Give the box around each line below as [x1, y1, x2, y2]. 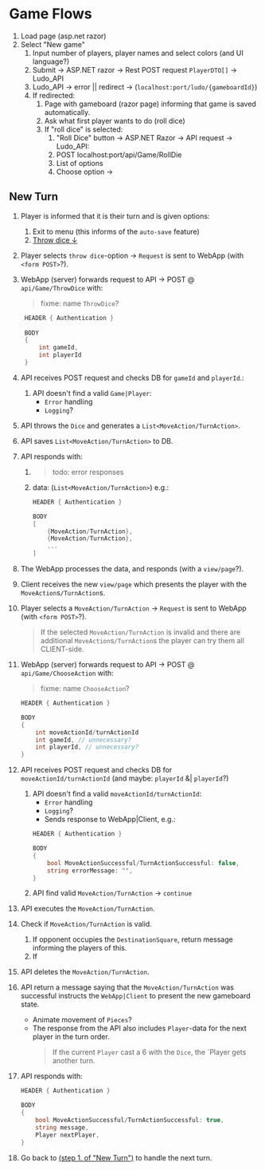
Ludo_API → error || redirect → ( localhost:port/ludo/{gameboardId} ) [32, 81, 258, 92]
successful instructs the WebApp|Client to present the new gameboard [20, 991, 251, 1001]
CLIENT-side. [40, 644, 84, 654]
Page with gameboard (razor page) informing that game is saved [44, 99, 257, 109]
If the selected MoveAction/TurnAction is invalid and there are [40, 627, 241, 637]
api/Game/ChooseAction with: [20, 668, 114, 678]
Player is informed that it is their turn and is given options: [20, 211, 210, 220]
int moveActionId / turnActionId [35, 728, 139, 737]
